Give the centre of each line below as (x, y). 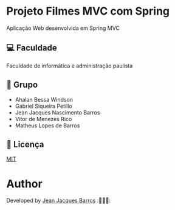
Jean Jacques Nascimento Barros (57, 112)
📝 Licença (25, 144)
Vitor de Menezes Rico (43, 119)
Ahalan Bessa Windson (44, 99)
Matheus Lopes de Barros (47, 125)
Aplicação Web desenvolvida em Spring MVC (63, 28)
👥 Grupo (22, 85)
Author (24, 184)
